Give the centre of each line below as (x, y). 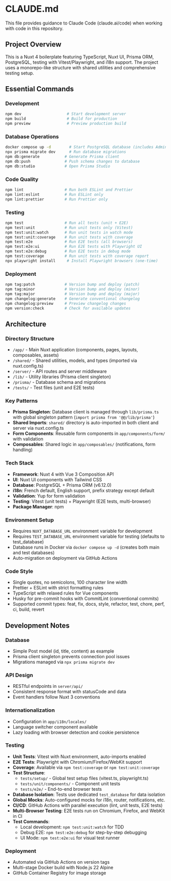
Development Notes (37, 625)
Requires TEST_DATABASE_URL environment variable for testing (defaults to (89, 536)
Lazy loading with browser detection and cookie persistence (76, 732)
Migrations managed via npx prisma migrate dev (64, 662)
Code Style (19, 571)
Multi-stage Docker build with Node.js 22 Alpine (63, 868)
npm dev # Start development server (66, 114)
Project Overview (33, 45)
